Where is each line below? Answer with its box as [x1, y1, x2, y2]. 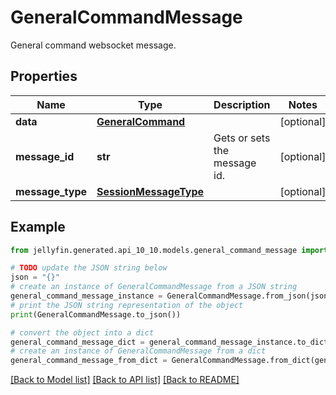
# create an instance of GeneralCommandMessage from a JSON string [10, 282, 298, 292]
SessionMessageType [96, 184, 205, 198]
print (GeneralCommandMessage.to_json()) [10, 309, 182, 320]
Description [213, 97, 271, 111]
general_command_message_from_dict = [10, 356, 168, 366]
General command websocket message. [10, 39, 177, 51]
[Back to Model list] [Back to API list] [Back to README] [10, 374, 240, 386]
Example [10, 219, 66, 236]
